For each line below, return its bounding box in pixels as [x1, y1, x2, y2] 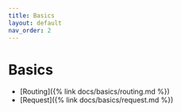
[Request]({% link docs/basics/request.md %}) [19, 95, 174, 105]
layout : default [8, 19, 62, 27]
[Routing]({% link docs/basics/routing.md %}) [19, 87, 171, 96]
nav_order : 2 [8, 26, 52, 34]
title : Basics [8, 11, 56, 20]
